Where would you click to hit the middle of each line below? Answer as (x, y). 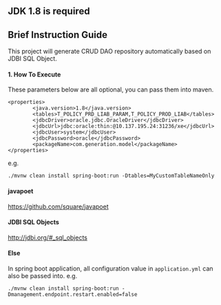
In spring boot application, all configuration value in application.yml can (110, 269)
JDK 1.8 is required (49, 11)
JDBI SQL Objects (33, 222)
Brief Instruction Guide (58, 35)
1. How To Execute (34, 74)
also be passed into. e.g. (43, 276)
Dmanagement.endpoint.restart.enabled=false (73, 295)
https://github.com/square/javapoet (58, 207)
